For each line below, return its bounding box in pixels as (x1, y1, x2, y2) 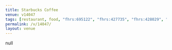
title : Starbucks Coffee (5, 7, 58, 13)
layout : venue (5, 26, 36, 31)
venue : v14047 (5, 12, 36, 17)
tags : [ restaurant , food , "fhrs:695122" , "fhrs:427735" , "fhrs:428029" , (5, 17, 164, 22)
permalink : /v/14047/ (5, 21, 52, 27)
